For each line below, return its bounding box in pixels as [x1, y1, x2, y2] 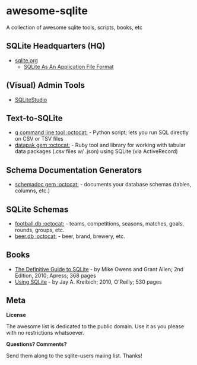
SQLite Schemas [6, 204, 69, 214]
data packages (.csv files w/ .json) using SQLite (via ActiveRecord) [14, 148, 178, 155]
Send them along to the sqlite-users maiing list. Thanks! [6, 352, 142, 359]
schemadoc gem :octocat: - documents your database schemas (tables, [14, 181, 192, 188]
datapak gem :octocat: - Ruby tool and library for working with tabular [14, 141, 186, 149]
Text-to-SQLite [6, 113, 63, 123]
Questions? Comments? [6, 340, 67, 348]
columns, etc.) [14, 187, 50, 194]
